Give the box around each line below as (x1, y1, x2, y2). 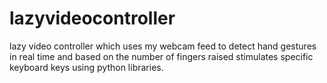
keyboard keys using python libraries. (9, 61, 164, 73)
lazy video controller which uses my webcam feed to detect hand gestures (9, 40, 317, 52)
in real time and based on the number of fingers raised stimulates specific (9, 50, 314, 62)
